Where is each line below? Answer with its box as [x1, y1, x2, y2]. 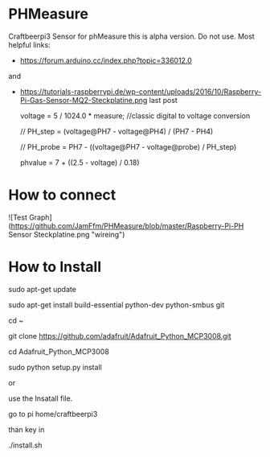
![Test [8, 212, 28, 222]
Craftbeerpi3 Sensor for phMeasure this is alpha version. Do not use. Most [8, 31, 255, 41]
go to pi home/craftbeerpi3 [8, 409, 98, 418]
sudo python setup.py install [8, 362, 102, 372]
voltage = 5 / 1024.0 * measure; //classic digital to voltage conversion [19, 110, 251, 121]
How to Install [8, 258, 102, 276]
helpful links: [8, 39, 51, 49]
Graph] [29, 212, 52, 222]
